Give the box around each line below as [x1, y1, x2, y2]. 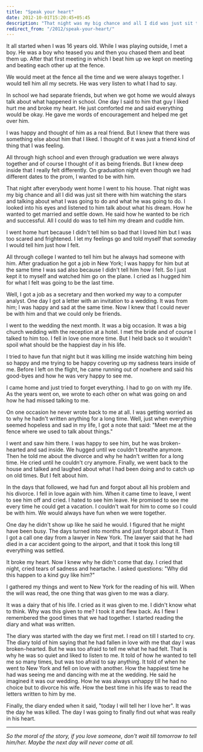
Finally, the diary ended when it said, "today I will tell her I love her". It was [6, 702, 191, 710]
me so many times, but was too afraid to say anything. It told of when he [6, 658, 186, 665]
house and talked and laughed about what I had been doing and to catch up [6, 465, 195, 473]
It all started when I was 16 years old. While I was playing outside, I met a [6, 42, 188, 50]
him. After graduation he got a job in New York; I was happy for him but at [6, 260, 189, 267]
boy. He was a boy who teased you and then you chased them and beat [6, 49, 185, 56]
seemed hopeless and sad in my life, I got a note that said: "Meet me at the [6, 422, 193, 429]
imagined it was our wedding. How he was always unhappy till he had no [6, 677, 187, 685]
